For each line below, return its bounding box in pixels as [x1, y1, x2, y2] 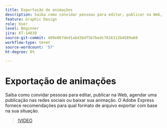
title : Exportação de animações [5, 7, 73, 13]
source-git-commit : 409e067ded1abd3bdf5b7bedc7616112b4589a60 [5, 36, 138, 41]
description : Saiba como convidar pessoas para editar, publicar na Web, [5, 12, 163, 17]
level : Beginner [5, 26, 39, 31]
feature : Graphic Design [5, 17, 57, 22]
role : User [5, 21, 28, 27]
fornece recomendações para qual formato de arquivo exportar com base [5, 102, 158, 108]
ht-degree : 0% [5, 49, 35, 54]
